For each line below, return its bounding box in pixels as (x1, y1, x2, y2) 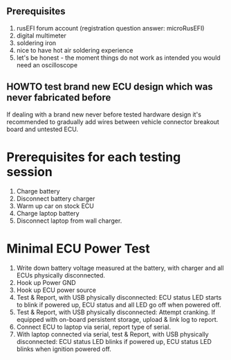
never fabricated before (6, 92, 111, 103)
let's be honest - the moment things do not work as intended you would (16, 53, 221, 62)
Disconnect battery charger (16, 194, 95, 203)
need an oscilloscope (16, 60, 77, 69)
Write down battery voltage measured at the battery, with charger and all (16, 264, 224, 272)
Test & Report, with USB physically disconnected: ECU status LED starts (16, 293, 222, 301)
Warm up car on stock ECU (16, 201, 94, 210)
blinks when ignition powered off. (16, 345, 111, 353)
